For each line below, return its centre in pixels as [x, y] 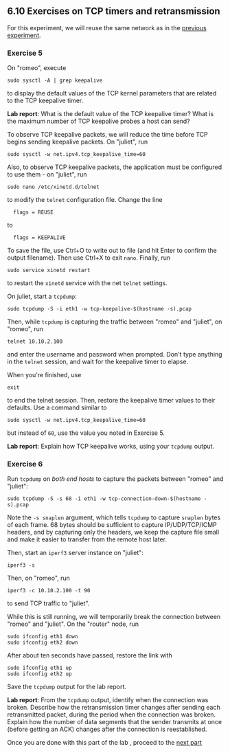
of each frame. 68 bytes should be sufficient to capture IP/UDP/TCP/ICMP [112, 525]
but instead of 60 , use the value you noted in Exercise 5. [86, 433]
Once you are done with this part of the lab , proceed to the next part [105, 743]
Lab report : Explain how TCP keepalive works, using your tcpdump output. [111, 447]
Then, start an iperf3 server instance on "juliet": [76, 553]
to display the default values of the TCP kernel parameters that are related [112, 93]
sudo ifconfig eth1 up [39, 668]
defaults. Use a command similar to [57, 407]
